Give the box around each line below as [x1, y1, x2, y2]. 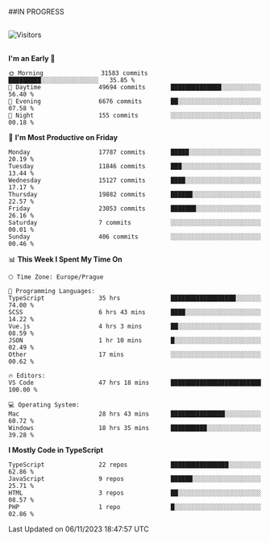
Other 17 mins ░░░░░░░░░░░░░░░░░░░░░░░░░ [8, 350, 262, 358]
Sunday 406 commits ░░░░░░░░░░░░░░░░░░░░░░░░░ [8, 233, 262, 241]
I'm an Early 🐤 [8, 53, 56, 63]
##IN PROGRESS [8, 7, 64, 16]
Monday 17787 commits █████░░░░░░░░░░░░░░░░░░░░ [8, 148, 262, 156]
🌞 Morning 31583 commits [8, 68, 148, 77]
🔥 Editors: [8, 371, 46, 379]
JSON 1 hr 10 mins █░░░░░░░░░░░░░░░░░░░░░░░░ [8, 336, 262, 345]
